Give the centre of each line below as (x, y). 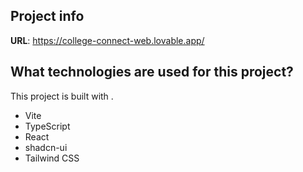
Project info (47, 16)
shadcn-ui (46, 147)
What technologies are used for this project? (152, 72)
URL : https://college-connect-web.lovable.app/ (107, 40)
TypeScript (47, 126)
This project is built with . (62, 96)
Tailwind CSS (52, 158)
